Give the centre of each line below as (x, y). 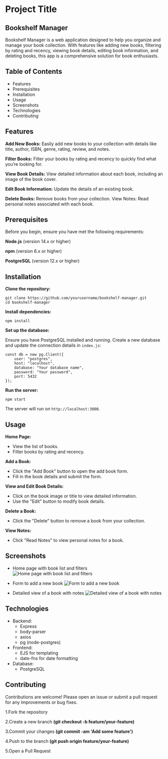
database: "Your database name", (49, 368)
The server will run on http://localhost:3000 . (53, 409)
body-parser (33, 631)
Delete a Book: (21, 511)
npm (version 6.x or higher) (34, 251)
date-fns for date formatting (49, 658)
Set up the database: (27, 331)
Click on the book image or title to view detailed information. (74, 496)
